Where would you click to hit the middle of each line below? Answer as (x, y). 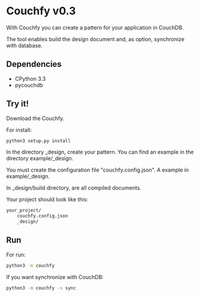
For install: (19, 130)
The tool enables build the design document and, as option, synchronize (95, 39)
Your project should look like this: (47, 200)
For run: (16, 255)
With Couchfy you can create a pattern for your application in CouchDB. (95, 27)
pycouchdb (29, 85)
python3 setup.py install (38, 141)
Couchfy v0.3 (41, 11)
